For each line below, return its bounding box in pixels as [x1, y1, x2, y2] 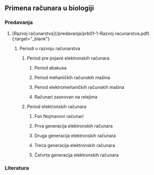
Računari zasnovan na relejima [34, 93, 98, 99]
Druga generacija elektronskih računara [34, 132, 116, 138]
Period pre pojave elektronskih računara [26, 55, 109, 61]
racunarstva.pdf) [114, 30, 149, 36]
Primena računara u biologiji [4, 4, 94, 12]
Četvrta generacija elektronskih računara [34, 152, 119, 158]
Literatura [4, 164, 29, 171]
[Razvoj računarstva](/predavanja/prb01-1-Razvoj [11, 30, 114, 36]
